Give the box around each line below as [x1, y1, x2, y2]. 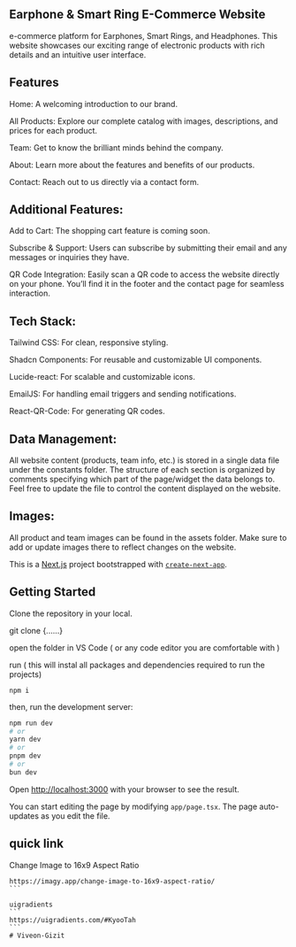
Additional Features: [9, 203, 124, 218]
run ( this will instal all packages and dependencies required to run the [9, 659, 265, 670]
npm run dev [9, 719, 53, 728]
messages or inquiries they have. [9, 252, 130, 263]
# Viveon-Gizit [9, 931, 65, 940]
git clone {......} [9, 625, 64, 635]
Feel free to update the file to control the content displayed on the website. [9, 483, 281, 494]
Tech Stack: [9, 313, 77, 328]
